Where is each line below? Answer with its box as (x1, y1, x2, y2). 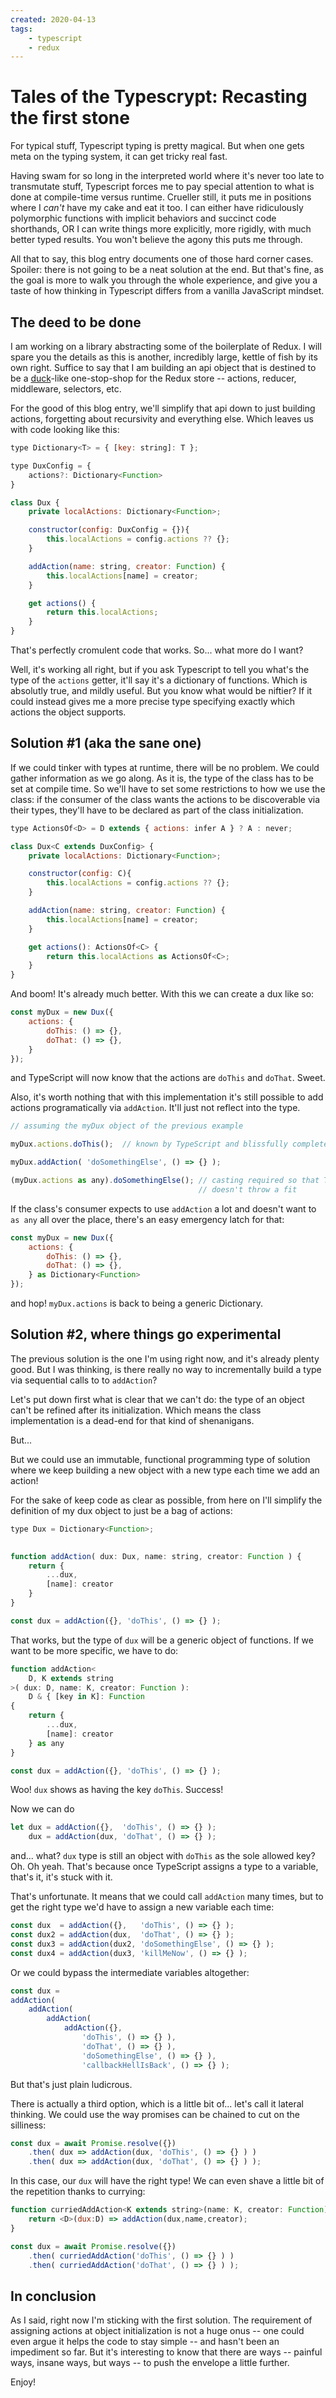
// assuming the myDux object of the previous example (10, 1121, 244, 1131)
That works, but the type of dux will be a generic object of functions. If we (10, 1634, 314, 1646)
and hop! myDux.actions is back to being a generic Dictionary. (10, 1297, 263, 1310)
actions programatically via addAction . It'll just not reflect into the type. (10, 1102, 301, 1114)
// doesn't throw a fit (198, 1184, 298, 1195)
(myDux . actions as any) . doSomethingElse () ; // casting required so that (10, 1176, 320, 1186)
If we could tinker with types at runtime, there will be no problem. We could (10, 761, 320, 773)
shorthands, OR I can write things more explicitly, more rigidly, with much (10, 223, 312, 235)
